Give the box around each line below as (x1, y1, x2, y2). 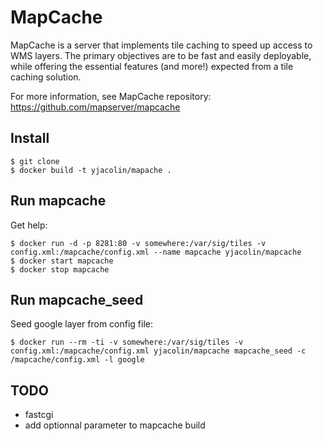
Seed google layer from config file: (10, 318, 154, 330)
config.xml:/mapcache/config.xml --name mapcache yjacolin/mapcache (10, 247, 302, 257)
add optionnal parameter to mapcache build (24, 419, 206, 431)
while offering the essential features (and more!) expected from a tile (10, 60, 294, 72)
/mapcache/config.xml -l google (10, 355, 145, 365)
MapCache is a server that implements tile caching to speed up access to (10, 39, 313, 51)
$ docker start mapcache (10, 256, 114, 266)
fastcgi (24, 409, 54, 421)
